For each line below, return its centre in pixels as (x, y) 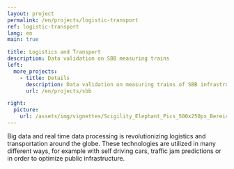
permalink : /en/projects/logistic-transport (73, 20)
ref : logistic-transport (43, 26)
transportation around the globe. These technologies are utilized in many (111, 143)
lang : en (20, 33)
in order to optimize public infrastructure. (66, 158)
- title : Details (45, 78)
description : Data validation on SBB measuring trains (88, 59)
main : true (23, 40)
